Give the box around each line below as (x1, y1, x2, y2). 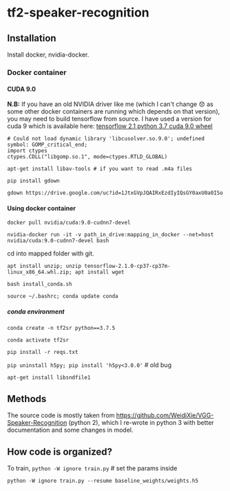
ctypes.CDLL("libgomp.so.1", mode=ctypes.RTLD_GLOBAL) (7, 154, 168, 160)
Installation (7, 32, 56, 44)
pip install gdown (7, 178, 60, 185)
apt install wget (74, 269, 125, 276)
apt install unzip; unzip (7, 263, 81, 270)
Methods (7, 393, 47, 404)
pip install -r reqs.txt (7, 349, 79, 356)
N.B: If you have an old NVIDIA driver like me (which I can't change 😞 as (7, 100, 213, 108)
